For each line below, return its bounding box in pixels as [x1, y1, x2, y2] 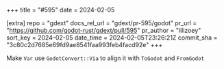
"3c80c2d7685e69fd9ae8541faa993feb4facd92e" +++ [6, 41, 163, 49]
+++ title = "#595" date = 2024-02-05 [6, 6, 115, 14]
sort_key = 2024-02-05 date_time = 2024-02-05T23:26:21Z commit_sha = [6, 33, 218, 42]
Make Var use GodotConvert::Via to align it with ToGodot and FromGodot [6, 54, 205, 62]
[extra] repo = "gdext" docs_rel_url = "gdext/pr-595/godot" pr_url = [6, 19, 197, 27]
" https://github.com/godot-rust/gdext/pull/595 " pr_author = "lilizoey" [6, 27, 201, 34]
